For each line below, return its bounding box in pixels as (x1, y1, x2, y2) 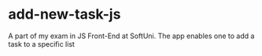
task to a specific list (8, 39, 75, 48)
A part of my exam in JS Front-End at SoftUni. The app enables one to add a (8, 31, 255, 40)
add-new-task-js (8, 5, 121, 23)
